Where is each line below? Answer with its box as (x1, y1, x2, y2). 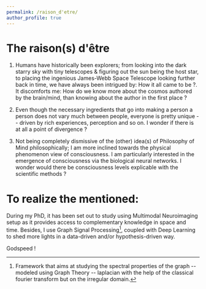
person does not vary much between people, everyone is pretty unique (15, 113, 195, 120)
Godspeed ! (6, 245, 36, 252)
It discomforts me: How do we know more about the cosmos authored (15, 87, 193, 95)
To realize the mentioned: (6, 192, 139, 206)
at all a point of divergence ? (15, 125, 88, 133)
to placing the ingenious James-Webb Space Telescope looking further (15, 74, 196, 82)
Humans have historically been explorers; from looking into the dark (15, 61, 187, 69)
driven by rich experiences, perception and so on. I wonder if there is (19, 119, 194, 127)
